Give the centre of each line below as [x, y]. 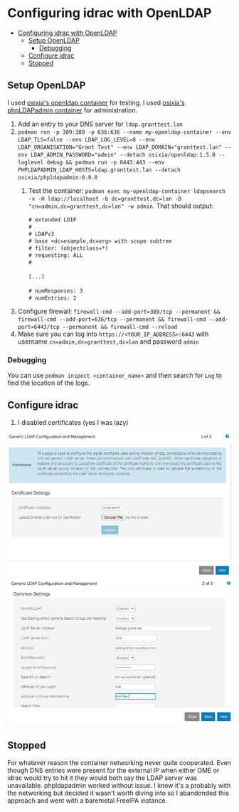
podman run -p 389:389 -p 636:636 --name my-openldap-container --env [124, 132]
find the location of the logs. [49, 383]
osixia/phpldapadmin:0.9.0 [58, 177]
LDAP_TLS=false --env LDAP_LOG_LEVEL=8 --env [86, 139]
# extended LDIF [52, 220]
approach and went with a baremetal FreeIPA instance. [87, 800]
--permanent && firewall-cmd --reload [120, 327]
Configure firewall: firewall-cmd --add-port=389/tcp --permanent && [119, 311]
